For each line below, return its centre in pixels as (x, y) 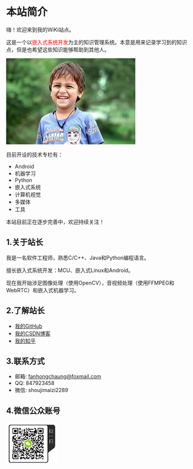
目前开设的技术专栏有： (35, 154)
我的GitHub (28, 326)
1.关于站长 (25, 242)
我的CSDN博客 (32, 333)
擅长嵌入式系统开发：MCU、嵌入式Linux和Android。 (70, 270)
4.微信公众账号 (33, 411)
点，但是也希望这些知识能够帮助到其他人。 (58, 49)
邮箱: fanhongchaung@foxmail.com (58, 377)
